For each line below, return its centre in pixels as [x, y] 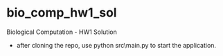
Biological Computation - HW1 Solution [62, 32]
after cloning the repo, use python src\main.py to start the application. [116, 45]
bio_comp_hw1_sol [62, 13]
